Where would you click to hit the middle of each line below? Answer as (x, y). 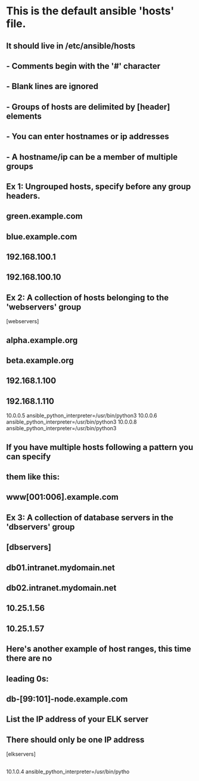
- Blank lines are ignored (52, 86)
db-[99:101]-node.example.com (67, 699)
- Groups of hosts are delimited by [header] (88, 107)
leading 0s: (27, 678)
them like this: (33, 477)
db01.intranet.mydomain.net (60, 568)
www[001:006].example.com (63, 497)
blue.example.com (42, 237)
